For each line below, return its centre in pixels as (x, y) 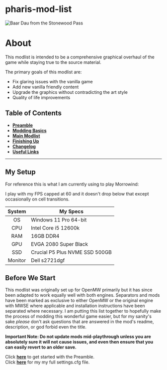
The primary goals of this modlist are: (43, 72)
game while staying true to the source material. (53, 62)
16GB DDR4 (45, 236)
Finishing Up (26, 141)
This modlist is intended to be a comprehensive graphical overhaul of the (80, 57)
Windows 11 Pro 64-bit (59, 219)
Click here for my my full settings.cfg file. (47, 362)
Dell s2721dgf (48, 260)
